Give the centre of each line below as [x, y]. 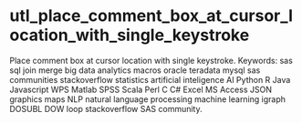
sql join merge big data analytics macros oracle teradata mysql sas [135, 70]
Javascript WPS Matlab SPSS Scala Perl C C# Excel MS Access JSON [141, 89]
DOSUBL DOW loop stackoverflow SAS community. [106, 108]
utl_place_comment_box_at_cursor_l [151, 16]
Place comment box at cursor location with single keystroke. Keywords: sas [151, 60]
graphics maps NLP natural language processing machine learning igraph [147, 99]
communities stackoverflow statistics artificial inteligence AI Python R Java [150, 79]
